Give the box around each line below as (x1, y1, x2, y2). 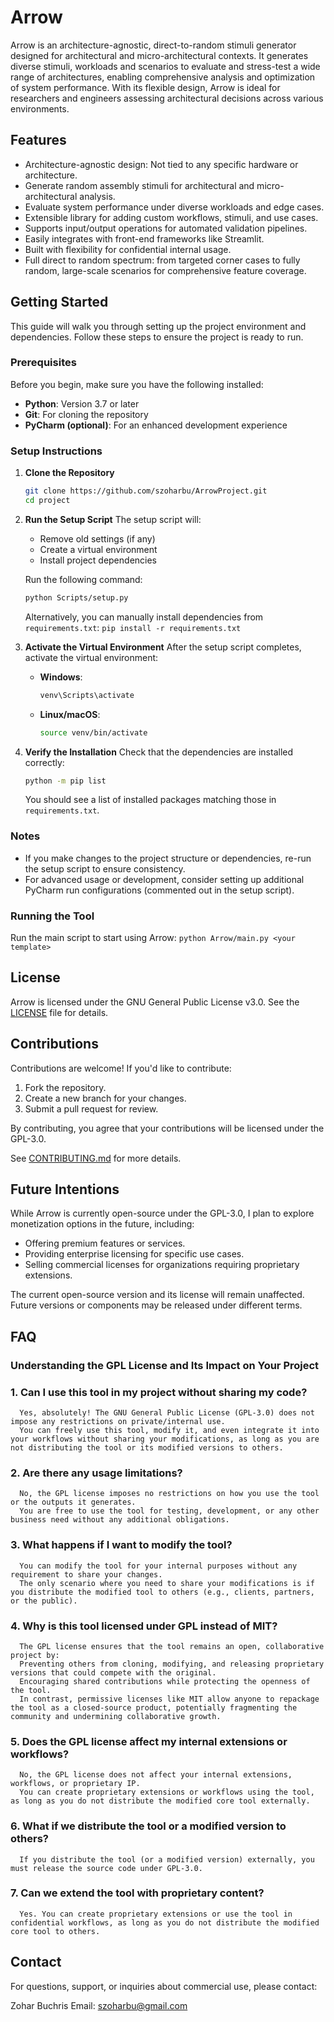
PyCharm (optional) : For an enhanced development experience (24, 419, 288, 431)
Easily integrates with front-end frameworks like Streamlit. (24, 232, 265, 245)
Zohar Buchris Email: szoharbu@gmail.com (10, 1999, 188, 2011)
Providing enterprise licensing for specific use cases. (24, 1248, 245, 1260)
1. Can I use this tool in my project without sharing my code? (10, 1385, 308, 1399)
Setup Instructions (10, 444, 103, 458)
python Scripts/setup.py (24, 592, 129, 603)
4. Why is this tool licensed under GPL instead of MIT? (10, 1619, 278, 1633)
